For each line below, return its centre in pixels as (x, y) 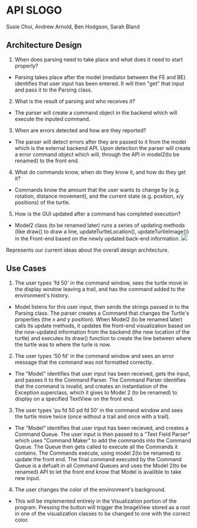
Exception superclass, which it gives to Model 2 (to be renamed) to (96, 392)
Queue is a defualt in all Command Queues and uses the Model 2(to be (101, 465)
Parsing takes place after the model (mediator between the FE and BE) (100, 77)
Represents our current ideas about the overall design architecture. (88, 250)
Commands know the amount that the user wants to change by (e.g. (97, 190)
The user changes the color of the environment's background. (90, 489)
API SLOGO (34, 10)
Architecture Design (44, 45)
